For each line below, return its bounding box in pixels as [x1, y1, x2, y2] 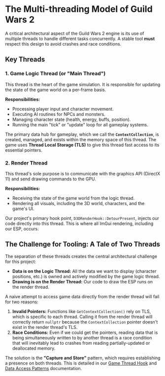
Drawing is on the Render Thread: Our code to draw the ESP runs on [12, 278, 153, 284]
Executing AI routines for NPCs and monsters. [12, 111, 106, 117]
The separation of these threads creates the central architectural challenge [5, 253, 158, 259]
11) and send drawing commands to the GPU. [5, 176, 96, 182]
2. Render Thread [5, 160, 48, 166]
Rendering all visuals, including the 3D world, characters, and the [12, 200, 145, 206]
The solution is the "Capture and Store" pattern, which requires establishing [5, 355, 161, 361]
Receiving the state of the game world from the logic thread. [12, 195, 135, 201]
